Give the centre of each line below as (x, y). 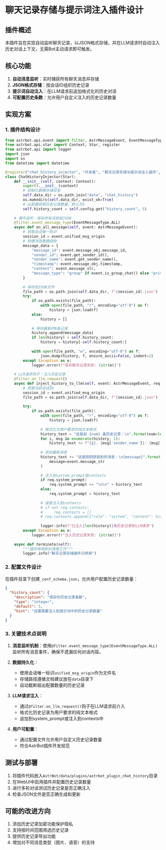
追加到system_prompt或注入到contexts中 (62, 718)
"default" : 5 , (28, 607)
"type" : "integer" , (34, 602)
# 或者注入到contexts (61, 503)
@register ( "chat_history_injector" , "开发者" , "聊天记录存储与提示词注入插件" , (83, 172)
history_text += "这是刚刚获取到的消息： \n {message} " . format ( (102, 457)
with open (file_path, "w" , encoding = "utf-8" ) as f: (86, 351)
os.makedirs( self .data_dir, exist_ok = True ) (68, 200)
